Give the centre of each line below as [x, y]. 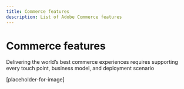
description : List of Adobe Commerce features [64, 17]
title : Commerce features [38, 11]
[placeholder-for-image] [35, 80]
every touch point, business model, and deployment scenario [80, 69]
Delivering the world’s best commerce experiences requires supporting [92, 62]
